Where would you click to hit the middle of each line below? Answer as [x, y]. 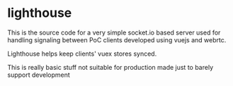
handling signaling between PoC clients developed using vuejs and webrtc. [117, 39]
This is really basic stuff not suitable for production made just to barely [110, 67]
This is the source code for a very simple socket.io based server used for [114, 32]
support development [39, 75]
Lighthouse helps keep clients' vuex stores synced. [82, 54]
